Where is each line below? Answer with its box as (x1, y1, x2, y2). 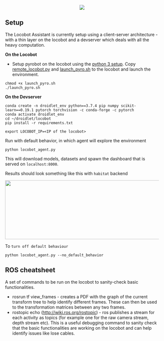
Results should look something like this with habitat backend (5, 170, 128, 176)
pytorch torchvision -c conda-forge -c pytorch (36, 107, 134, 112)
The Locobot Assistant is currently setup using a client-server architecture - (5, 31, 158, 37)
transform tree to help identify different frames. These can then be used (12, 299, 157, 305)
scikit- (121, 103, 137, 108)
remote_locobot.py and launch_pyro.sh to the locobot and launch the (12, 66, 151, 72)
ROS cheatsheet (5, 266, 56, 274)
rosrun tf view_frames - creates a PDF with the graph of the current (12, 293, 148, 299)
